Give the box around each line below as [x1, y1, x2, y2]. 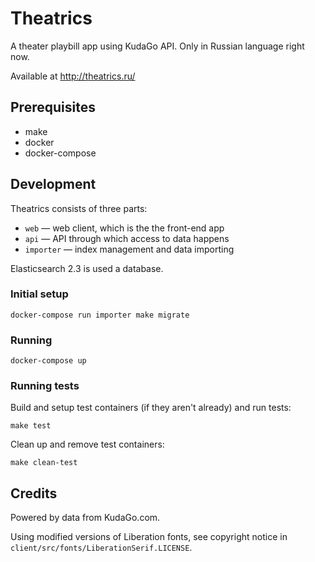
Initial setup [10, 287, 69, 301]
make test [10, 421, 52, 431]
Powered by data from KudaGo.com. [10, 512, 161, 524]
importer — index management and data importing [24, 243, 235, 255]
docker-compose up [10, 356, 87, 366]
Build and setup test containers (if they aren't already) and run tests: [10, 402, 292, 414]
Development [10, 176, 97, 193]
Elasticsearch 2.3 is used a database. [10, 262, 164, 274]
